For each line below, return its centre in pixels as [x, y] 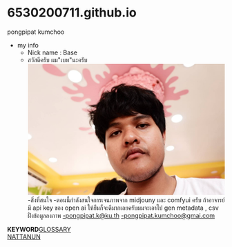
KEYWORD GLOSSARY [39, 229]
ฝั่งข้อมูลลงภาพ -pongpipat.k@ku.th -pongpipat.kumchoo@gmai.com [121, 215]
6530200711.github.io [72, 13]
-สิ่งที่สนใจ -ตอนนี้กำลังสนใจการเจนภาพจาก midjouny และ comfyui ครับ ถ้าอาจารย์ [126, 200]
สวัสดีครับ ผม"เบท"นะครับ [57, 59]
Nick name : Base [52, 52]
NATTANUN [24, 237]
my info [28, 45]
